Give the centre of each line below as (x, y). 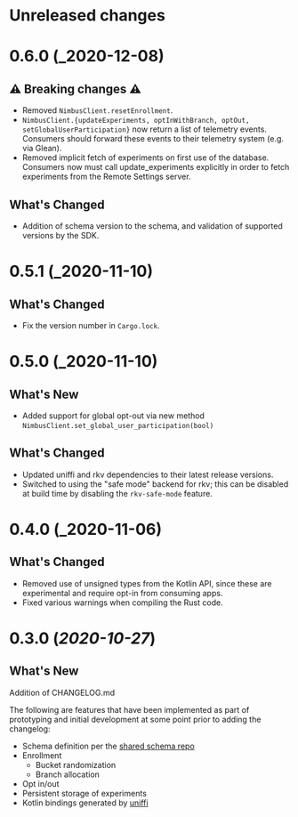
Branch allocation (68, 774)
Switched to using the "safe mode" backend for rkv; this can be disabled (155, 484)
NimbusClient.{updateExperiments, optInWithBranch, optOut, (136, 121)
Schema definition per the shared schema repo (109, 746)
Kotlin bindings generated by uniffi (85, 803)
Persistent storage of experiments (84, 793)
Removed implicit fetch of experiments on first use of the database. (145, 158)
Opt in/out (40, 783)
